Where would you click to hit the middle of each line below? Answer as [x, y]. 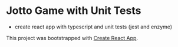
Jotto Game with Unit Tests [74, 11]
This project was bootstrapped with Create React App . [72, 38]
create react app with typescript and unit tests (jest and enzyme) [93, 27]
